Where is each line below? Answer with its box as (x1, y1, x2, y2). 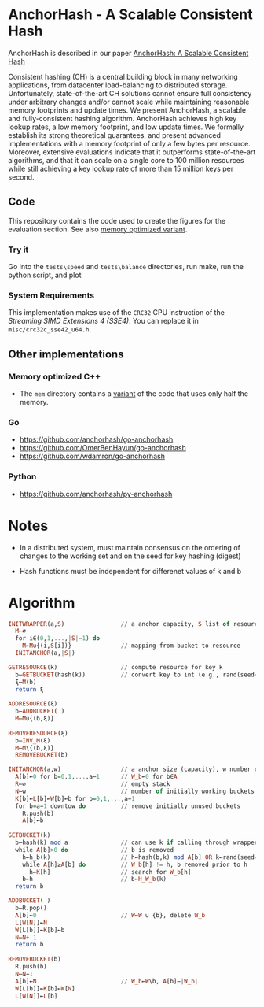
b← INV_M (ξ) (15, 736, 51, 745)
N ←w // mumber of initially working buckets (15, 787, 255, 795)
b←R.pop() (15, 904, 47, 912)
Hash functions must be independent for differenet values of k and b (19, 566, 242, 576)
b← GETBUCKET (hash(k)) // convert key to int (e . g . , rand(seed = (15, 671, 258, 679)
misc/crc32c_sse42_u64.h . (8, 324, 92, 334)
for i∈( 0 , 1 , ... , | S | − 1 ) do (15, 635, 101, 642)
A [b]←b (22, 816, 44, 824)
